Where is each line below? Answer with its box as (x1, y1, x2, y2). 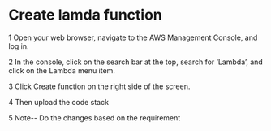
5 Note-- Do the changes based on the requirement (8, 112, 181, 123)
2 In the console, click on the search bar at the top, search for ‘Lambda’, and (8, 57, 264, 67)
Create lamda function (8, 6, 162, 24)
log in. (8, 41, 30, 50)
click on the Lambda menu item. (8, 65, 116, 75)
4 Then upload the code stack (8, 97, 110, 107)
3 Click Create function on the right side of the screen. (8, 81, 191, 91)
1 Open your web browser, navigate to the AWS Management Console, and (8, 33, 258, 42)
